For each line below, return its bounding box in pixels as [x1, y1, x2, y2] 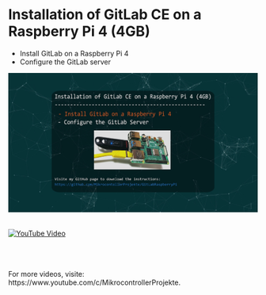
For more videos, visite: [8, 270, 85, 279]
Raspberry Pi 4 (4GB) [8, 22, 150, 40]
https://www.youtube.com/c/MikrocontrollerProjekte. [8, 278, 181, 287]
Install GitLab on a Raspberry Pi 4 [19, 48, 129, 58]
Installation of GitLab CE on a [8, 6, 202, 24]
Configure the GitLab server [19, 57, 111, 67]
